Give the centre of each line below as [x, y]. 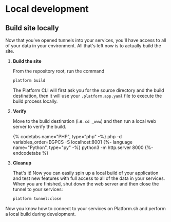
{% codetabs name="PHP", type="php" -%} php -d [67, 136]
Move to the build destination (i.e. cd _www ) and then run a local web [84, 121]
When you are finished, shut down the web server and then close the [86, 183]
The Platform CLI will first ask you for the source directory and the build [88, 90]
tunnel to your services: [38, 189]
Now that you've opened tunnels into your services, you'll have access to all [86, 40]
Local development [47, 9]
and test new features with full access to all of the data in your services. [89, 178]
